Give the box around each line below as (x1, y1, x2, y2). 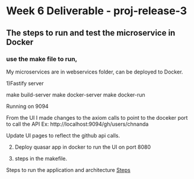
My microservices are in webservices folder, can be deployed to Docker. (6, 68, 183, 75)
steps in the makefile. (14, 155, 68, 162)
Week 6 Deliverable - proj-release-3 (6, 4, 187, 18)
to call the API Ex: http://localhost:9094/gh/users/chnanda (6, 120, 149, 127)
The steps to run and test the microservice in (6, 28, 176, 38)
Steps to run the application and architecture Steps (6, 166, 131, 173)
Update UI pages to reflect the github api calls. (6, 132, 120, 139)
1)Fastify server (6, 79, 44, 87)
